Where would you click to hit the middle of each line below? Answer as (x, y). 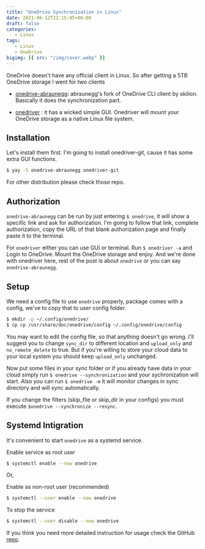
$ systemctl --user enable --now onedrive (61, 498)
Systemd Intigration (45, 425)
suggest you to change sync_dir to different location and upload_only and (99, 343)
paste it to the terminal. (35, 236)
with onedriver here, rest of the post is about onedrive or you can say (94, 261)
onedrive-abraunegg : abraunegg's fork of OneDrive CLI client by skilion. (106, 93)
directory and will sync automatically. (53, 387)
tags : (13, 41)
